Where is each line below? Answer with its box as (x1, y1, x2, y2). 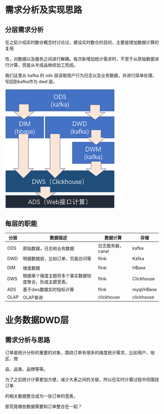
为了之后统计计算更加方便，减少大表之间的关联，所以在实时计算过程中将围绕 (5, 377, 159, 383)
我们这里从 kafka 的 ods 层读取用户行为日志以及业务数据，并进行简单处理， (5, 73, 157, 78)
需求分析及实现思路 (5, 4, 82, 16)
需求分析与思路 (5, 336, 50, 344)
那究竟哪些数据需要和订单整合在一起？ (5, 404, 82, 410)
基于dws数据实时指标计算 (22, 287, 74, 292)
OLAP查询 (22, 294, 43, 300)
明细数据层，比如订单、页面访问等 (22, 256, 92, 262)
